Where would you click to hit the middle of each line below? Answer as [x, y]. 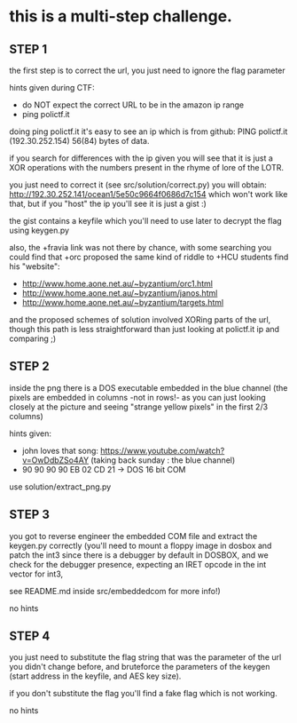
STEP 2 [30, 366]
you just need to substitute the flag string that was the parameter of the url [145, 657]
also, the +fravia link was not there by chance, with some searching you [141, 247]
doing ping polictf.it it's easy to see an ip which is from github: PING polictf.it [148, 131]
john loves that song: [60, 450]
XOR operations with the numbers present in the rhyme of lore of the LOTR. [146, 167]
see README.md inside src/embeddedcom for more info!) [115, 591]
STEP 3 [30, 515]
